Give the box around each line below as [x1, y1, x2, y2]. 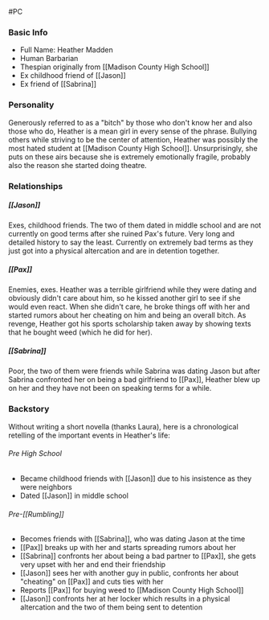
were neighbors [19, 482, 72, 491]
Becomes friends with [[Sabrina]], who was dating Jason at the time [19, 534, 246, 544]
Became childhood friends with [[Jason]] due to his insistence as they [19, 474, 252, 483]
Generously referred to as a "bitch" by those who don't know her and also [8, 117, 253, 127]
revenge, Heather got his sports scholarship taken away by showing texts [8, 319, 251, 329]
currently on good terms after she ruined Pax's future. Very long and [8, 229, 235, 239]
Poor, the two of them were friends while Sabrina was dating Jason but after [8, 366, 261, 376]
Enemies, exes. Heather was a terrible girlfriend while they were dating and [8, 285, 257, 294]
